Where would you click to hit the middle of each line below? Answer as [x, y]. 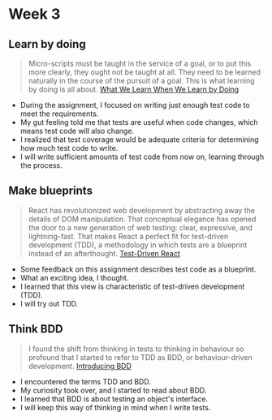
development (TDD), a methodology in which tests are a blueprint [138, 245]
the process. [41, 165]
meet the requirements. [59, 114]
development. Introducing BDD [80, 366]
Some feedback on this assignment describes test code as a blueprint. [138, 269]
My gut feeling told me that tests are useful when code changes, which [139, 122]
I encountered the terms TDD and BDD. [86, 381]
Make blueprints [51, 191]
